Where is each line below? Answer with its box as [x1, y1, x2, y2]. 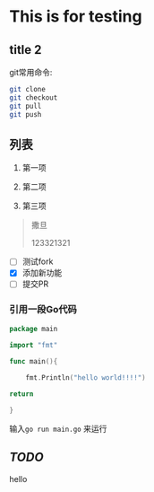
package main [9, 324, 58, 333]
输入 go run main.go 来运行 [9, 423, 107, 434]
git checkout [9, 92, 58, 102]
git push [9, 110, 42, 119]
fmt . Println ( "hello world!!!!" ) [25, 373, 146, 382]
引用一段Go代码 [9, 303, 78, 316]
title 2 [9, 42, 42, 57]
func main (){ [9, 356, 58, 365]
